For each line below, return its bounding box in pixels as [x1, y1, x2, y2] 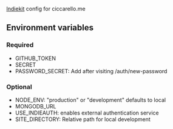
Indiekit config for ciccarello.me [6, 5, 86, 12]
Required [6, 41, 34, 49]
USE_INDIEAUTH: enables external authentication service [15, 109, 159, 116]
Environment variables [6, 22, 94, 33]
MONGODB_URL [15, 102, 56, 110]
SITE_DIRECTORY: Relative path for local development [15, 115, 151, 123]
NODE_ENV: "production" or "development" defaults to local [15, 96, 166, 104]
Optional [6, 82, 32, 91]
